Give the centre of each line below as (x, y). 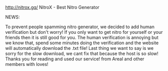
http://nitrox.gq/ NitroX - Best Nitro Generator (52, 7)
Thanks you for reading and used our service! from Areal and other (75, 59)
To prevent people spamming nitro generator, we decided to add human (80, 27)
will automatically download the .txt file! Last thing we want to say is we (79, 48)
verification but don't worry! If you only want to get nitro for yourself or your (84, 32)
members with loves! (27, 64)
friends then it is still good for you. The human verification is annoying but (82, 38)
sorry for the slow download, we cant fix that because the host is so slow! (82, 53)
